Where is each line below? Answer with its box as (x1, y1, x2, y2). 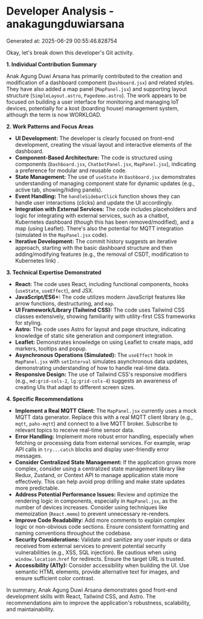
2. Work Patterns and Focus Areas (6, 122, 94, 130)
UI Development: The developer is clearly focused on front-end (14, 135, 174, 142)
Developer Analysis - (6, 4, 114, 18)
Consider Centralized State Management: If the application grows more (14, 458, 196, 466)
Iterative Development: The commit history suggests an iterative (14, 238, 177, 245)
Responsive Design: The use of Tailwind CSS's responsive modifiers (14, 370, 187, 378)
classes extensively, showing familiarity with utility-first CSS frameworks (14, 312, 196, 320)
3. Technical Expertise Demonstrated (6, 269, 101, 276)
